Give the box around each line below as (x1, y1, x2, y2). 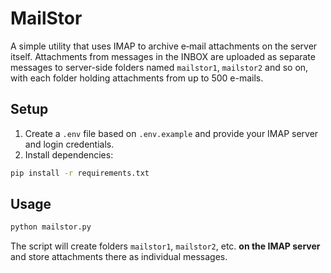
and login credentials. (24, 138, 115, 150)
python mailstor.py (10, 222, 92, 232)
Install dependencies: (24, 148, 114, 161)
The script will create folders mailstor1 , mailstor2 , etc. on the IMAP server (10, 240, 321, 252)
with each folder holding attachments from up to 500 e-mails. (10, 72, 264, 84)
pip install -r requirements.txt (10, 168, 150, 178)
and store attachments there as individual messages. (10, 251, 228, 263)
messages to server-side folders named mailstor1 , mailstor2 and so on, (10, 61, 309, 73)
